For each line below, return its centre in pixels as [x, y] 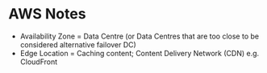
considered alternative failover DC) [78, 44]
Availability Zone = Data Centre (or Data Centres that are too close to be [140, 36]
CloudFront [39, 62]
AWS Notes [47, 14]
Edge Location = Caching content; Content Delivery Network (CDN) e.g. [140, 53]
